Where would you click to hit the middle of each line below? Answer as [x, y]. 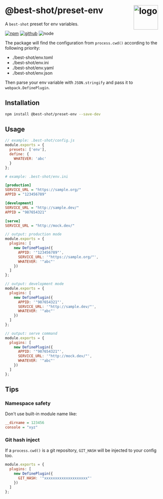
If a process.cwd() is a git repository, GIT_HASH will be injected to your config [81, 450]
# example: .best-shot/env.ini [37, 176]
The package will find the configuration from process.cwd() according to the [81, 43]
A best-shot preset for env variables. [42, 24]
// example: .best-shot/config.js [40, 141]
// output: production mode [33, 234]
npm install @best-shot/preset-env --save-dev [53, 114]
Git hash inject [22, 440]
